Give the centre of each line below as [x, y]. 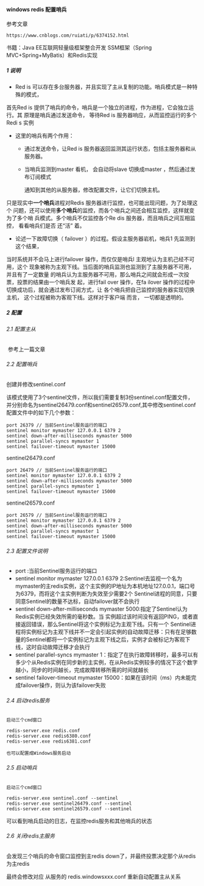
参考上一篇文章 [26, 349]
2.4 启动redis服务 [28, 700]
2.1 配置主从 [21, 329]
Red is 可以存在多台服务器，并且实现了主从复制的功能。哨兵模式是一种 [104, 87]
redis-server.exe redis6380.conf [49, 736]
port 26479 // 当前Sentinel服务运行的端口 [57, 470]
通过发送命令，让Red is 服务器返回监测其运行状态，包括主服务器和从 [110, 149]
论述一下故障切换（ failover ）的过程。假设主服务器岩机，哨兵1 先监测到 [105, 239]
